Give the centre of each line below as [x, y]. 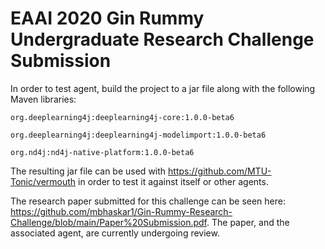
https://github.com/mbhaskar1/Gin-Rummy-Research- [121, 211]
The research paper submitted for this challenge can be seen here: [148, 201]
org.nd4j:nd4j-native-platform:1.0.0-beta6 [102, 152]
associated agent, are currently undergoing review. [115, 233]
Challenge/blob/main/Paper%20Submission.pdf [108, 222]
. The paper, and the [248, 222]
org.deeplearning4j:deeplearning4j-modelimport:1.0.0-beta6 [138, 135]
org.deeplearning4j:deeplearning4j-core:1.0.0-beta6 [122, 117]
